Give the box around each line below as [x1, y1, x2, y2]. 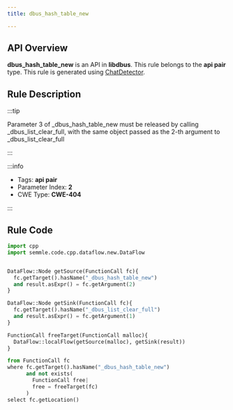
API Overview [7, 43, 68, 54]
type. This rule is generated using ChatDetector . [7, 68, 145, 77]
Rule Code [7, 224, 54, 236]
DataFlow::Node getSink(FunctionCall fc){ [7, 300, 133, 307]
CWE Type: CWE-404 [17, 190, 82, 199]
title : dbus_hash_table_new [7, 10, 89, 17]
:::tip [7, 107, 20, 115]
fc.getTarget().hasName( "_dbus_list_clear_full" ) [13, 306, 160, 314]
